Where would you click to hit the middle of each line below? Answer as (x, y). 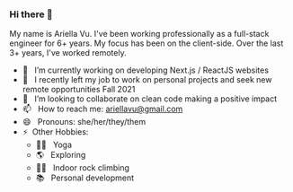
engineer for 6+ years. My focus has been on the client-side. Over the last (146, 43)
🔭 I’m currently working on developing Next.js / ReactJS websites (146, 70)
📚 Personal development (85, 178)
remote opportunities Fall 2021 (79, 90)
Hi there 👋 (31, 14)
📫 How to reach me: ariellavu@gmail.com (102, 109)
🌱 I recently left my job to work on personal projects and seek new (147, 80)
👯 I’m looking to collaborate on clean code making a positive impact (150, 99)
